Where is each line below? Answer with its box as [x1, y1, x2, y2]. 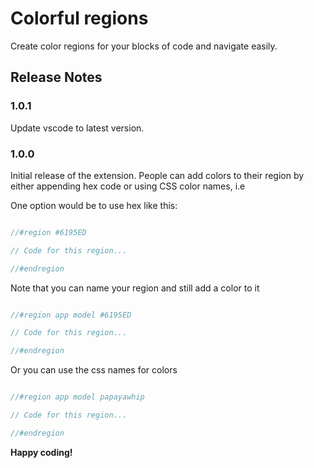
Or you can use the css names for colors [10, 364, 178, 376]
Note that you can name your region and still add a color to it [10, 282, 260, 294]
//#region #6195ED [10, 227, 87, 237]
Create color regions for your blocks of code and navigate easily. [10, 40, 278, 52]
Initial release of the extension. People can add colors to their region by [10, 169, 305, 181]
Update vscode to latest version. [10, 122, 145, 134]
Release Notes [10, 69, 103, 86]
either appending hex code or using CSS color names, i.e [10, 180, 246, 192]
